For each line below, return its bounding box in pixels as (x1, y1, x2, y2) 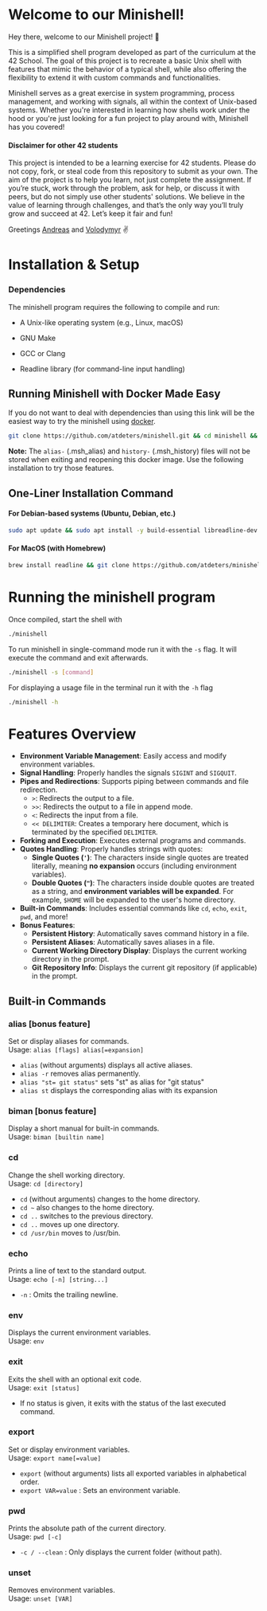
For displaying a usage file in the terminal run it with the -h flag (8, 683, 213, 692)
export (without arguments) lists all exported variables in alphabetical (19, 1468, 247, 1478)
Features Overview (8, 725, 137, 743)
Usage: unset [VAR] (8, 1593, 73, 1603)
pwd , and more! (19, 912, 68, 922)
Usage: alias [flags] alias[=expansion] (8, 1045, 145, 1055)
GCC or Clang (19, 348, 66, 358)
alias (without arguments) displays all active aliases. (19, 1060, 193, 1070)
